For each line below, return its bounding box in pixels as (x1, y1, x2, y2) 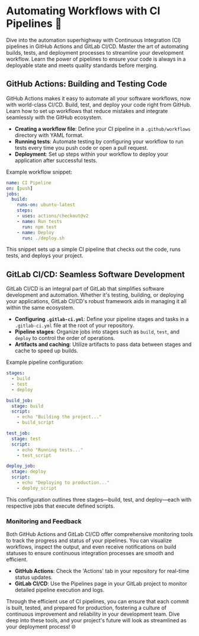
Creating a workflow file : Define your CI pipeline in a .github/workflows (14, 125, 191, 132)
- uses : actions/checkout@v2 (17, 213, 89, 219)
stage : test (11, 436, 41, 442)
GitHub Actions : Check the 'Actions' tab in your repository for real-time (14, 568, 190, 575)
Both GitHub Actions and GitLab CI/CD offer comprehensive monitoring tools (6, 531, 193, 538)
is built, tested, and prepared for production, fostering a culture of (6, 604, 167, 612)
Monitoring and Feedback (6, 517, 82, 525)
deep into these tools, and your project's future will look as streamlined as (6, 617, 187, 624)
